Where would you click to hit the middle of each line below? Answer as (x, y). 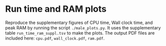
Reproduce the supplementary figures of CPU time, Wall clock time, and (79, 23)
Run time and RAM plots (56, 9)
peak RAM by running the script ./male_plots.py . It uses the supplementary (83, 27)
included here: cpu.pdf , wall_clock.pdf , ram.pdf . (55, 38)
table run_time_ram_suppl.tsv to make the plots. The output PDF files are (80, 33)
